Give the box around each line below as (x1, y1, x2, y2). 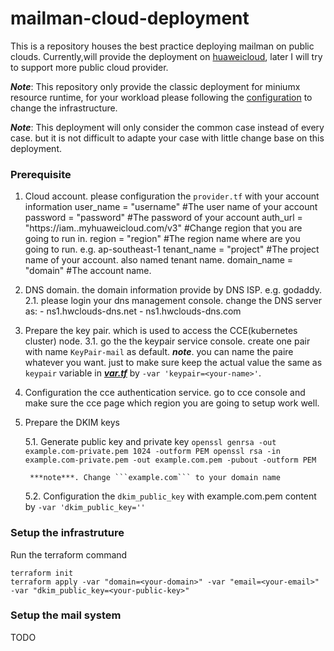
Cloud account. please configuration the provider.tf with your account (24, 190, 320, 202)
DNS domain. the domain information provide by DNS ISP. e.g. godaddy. (24, 284, 322, 296)
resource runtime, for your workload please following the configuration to (10, 91, 313, 103)
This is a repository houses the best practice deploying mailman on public (10, 40, 315, 52)
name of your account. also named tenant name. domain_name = (24, 254, 294, 266)
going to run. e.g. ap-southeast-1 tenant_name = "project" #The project (24, 243, 320, 256)
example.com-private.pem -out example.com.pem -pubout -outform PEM (24, 455, 317, 466)
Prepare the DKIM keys (24, 417, 120, 429)
